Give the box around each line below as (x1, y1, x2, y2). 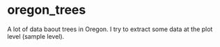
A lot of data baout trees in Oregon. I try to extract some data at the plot (7, 25, 213, 33)
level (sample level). (7, 32, 65, 40)
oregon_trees (7, 2, 86, 18)
